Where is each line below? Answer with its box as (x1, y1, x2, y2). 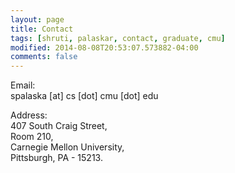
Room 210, (10, 131, 54, 143)
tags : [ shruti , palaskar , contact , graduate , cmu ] (10, 33, 226, 43)
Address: (10, 109, 48, 121)
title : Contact (10, 24, 74, 34)
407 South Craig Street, (10, 120, 108, 132)
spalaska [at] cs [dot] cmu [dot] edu (10, 90, 159, 102)
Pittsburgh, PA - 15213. (10, 152, 103, 164)
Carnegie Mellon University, (10, 141, 125, 153)
